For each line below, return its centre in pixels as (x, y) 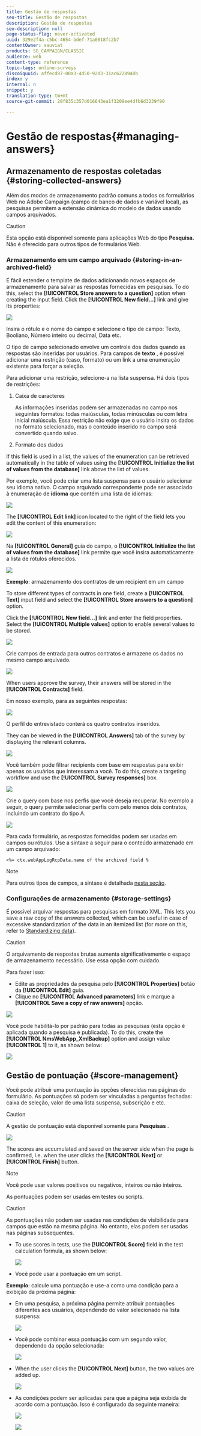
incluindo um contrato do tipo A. (46, 813)
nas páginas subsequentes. (40, 1233)
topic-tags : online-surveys (41, 68)
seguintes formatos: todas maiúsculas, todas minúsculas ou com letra (101, 413)
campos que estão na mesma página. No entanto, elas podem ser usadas (97, 1227)
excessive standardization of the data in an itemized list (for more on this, (97, 924)
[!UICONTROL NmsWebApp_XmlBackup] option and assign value (88, 1039)
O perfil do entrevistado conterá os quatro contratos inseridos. (83, 723)
